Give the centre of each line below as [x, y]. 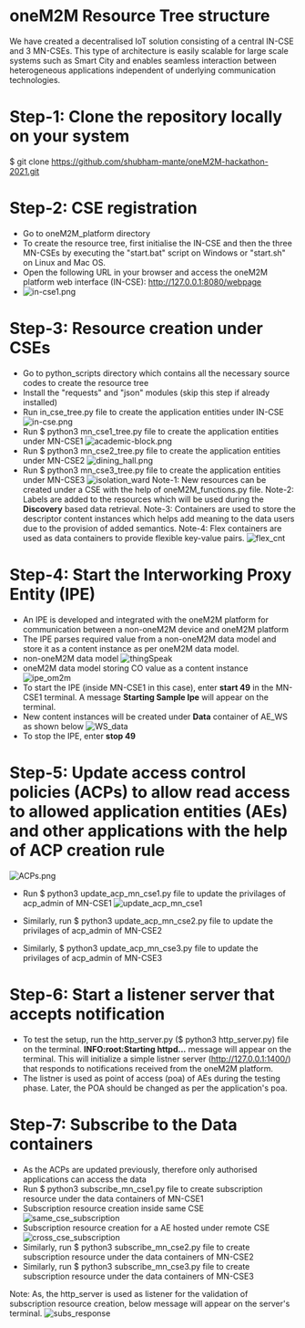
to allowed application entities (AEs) [149, 811]
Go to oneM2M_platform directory [86, 233]
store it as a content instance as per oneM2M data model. [131, 648]
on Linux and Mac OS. [64, 262]
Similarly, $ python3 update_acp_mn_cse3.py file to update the [140, 948]
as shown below [53, 726]
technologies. [35, 79]
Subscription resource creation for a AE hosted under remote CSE [146, 1228]
